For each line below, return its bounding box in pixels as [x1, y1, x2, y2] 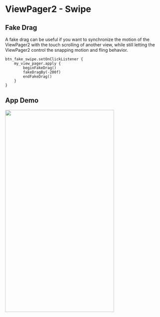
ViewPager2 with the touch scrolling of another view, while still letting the [5, 42, 155, 48]
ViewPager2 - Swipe [5, 3, 91, 15]
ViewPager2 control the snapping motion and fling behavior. [5, 47, 128, 53]
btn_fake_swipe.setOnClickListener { [5, 57, 83, 62]
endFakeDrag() [23, 74, 52, 79]
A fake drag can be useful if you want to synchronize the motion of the [5, 36, 150, 42]
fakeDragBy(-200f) [23, 70, 61, 75]
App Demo [5, 96, 39, 105]
